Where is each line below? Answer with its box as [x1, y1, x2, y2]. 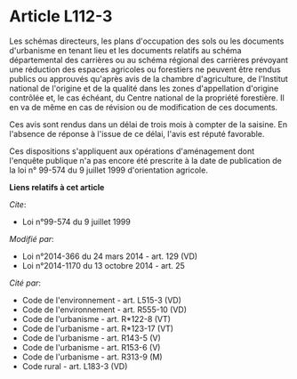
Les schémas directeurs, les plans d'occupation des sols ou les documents [9, 36, 285, 46]
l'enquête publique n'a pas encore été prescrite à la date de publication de [9, 155, 283, 165]
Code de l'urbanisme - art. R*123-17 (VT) [21, 323, 174, 334]
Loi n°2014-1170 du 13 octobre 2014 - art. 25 [21, 260, 185, 270]
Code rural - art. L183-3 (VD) [21, 360, 128, 371]
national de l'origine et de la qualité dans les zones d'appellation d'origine [9, 83, 279, 93]
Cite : [9, 198, 27, 210]
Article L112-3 [9, 6, 113, 27]
